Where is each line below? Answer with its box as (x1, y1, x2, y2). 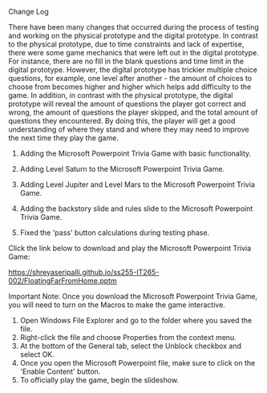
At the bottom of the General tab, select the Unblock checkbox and (19, 341, 242, 350)
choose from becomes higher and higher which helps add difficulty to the (8, 82, 252, 91)
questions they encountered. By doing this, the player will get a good (8, 116, 236, 125)
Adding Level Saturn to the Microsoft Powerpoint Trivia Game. (19, 164, 225, 173)
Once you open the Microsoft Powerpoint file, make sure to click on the (19, 359, 256, 367)
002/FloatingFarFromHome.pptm (8, 276, 118, 286)
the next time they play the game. (8, 133, 119, 143)
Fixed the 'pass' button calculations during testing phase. (19, 228, 210, 237)
